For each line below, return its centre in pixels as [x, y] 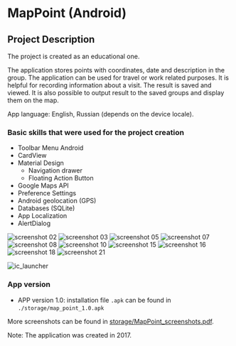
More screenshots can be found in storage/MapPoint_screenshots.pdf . [111, 321]
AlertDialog [34, 223]
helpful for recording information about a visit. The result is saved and [109, 85]
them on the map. [33, 100]
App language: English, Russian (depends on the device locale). [101, 114]
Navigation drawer [55, 171]
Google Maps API [43, 185]
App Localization [42, 216]
